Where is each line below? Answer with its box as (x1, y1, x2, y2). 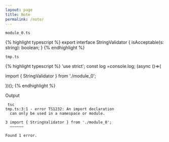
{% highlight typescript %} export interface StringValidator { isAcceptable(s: (5, 39, 164, 45)
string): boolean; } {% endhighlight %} (5, 45, 85, 51)
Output (5, 93, 20, 99)
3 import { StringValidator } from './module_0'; (5, 120, 112, 125)
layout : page (5, 7, 33, 13)
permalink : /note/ (5, 17, 44, 22)
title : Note (5, 12, 30, 17)
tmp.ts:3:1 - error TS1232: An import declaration (5, 107, 114, 112)
